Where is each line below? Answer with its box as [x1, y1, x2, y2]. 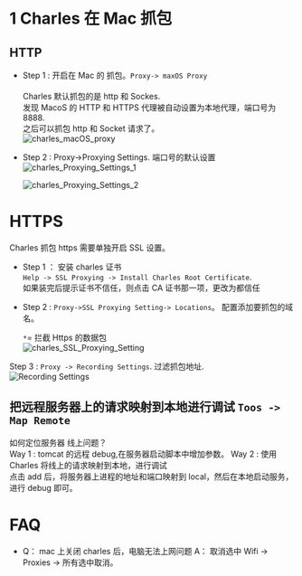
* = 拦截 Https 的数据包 [22, 332, 107, 343]
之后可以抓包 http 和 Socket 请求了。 [22, 123, 160, 134]
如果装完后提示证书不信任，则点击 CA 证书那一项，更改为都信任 [22, 282, 260, 293]
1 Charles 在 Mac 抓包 [9, 8, 173, 29]
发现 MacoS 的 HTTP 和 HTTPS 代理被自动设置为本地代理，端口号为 [22, 102, 277, 113]
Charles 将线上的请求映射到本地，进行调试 [9, 459, 167, 470]
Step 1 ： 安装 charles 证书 [22, 261, 122, 272]
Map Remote [9, 414, 71, 428]
